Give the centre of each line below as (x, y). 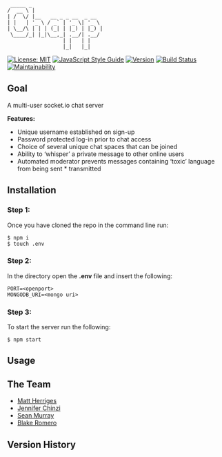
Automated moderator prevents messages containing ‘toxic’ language (116, 161)
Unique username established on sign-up (76, 132)
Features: (21, 118)
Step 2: (20, 261)
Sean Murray (36, 416)
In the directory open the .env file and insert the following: (90, 276)
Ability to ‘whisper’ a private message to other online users (101, 154)
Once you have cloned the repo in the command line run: (88, 225)
